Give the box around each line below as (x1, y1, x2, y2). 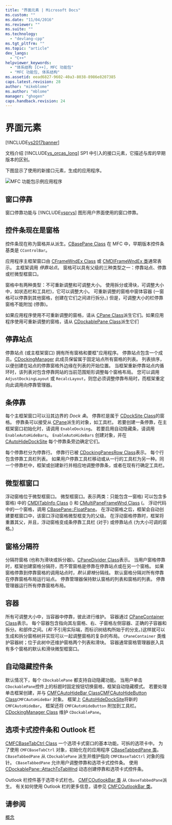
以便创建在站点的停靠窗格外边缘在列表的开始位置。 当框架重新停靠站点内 (5, 362, 160, 368)
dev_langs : (5, 50, 29, 56)
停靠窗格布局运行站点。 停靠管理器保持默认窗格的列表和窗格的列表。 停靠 (9, 576, 165, 582)
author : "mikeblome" (5, 84, 50, 89)
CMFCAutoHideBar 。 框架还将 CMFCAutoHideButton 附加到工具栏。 (5, 703, 140, 709)
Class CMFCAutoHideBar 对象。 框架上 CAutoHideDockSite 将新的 (5, 696, 138, 702)
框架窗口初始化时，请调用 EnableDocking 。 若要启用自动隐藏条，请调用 (5, 425, 155, 432)
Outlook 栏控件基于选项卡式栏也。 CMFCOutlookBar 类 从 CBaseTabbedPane (5, 777, 163, 783)
